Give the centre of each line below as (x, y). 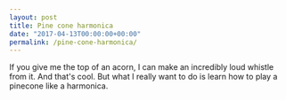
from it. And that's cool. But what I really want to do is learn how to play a (143, 77)
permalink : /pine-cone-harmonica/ (74, 42)
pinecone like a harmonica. (59, 86)
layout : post (33, 17)
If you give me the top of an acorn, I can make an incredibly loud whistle (142, 67)
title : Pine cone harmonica (61, 26)
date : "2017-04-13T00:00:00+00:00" (75, 34)
